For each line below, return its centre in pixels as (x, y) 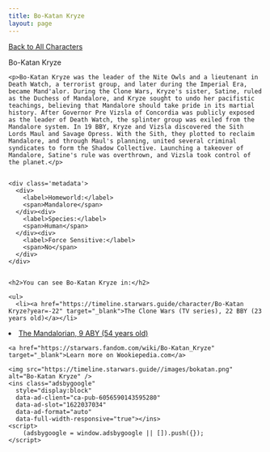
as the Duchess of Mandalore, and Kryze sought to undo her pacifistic (131, 98)
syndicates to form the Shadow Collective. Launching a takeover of (126, 148)
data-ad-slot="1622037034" (61, 405)
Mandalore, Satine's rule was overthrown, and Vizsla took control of (130, 155)
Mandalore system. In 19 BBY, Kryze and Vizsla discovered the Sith (126, 126)
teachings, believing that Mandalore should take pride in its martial (131, 105)
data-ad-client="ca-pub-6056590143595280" (88, 398)
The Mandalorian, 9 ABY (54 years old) (84, 333)
